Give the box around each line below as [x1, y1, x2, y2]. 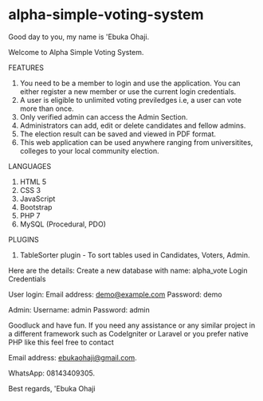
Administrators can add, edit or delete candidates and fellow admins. [19, 120, 246, 130]
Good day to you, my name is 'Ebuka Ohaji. [8, 32, 150, 41]
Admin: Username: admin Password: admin [8, 305, 150, 314]
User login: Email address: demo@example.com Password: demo [8, 289, 222, 299]
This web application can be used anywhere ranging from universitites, [19, 137, 253, 147]
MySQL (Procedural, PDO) [19, 219, 106, 229]
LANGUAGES [8, 161, 52, 171]
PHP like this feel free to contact [8, 337, 114, 347]
